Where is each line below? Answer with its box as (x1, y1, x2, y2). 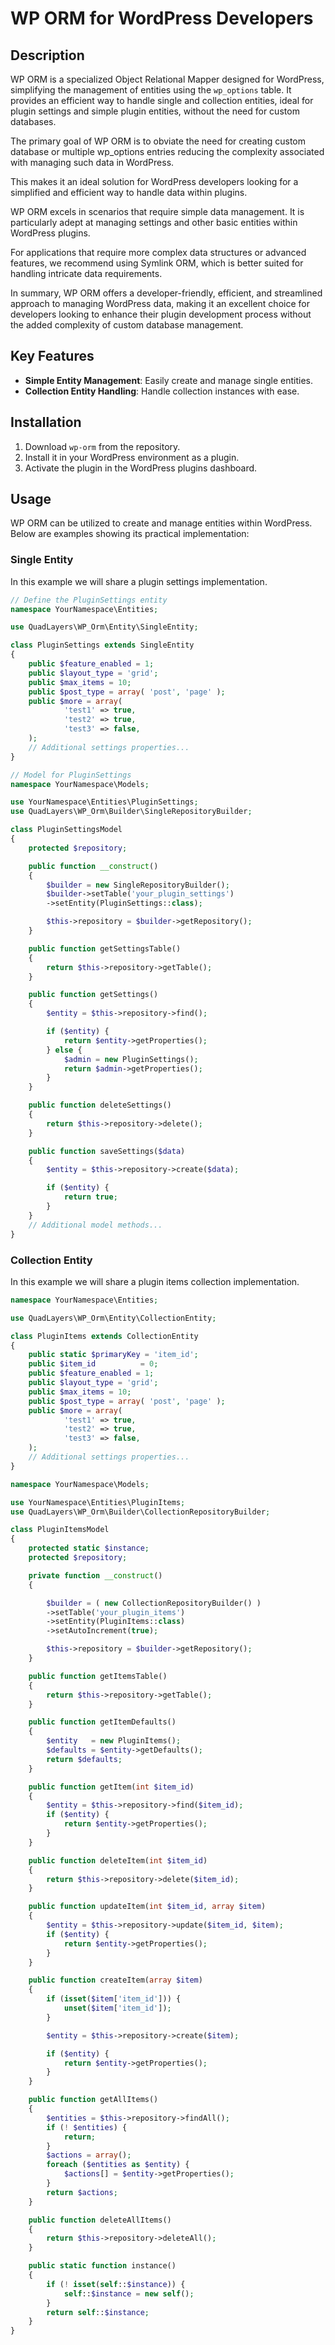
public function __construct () (28, 861, 159, 871)
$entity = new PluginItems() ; (46, 1736, 182, 1746)
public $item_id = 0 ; (28, 1359, 159, 1369)
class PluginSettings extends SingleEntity (10, 640, 195, 651)
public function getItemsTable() (28, 1671, 168, 1681)
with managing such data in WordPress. (10, 157, 175, 168)
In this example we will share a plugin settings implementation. (10, 575, 268, 587)
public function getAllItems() (28, 2095, 159, 2105)
